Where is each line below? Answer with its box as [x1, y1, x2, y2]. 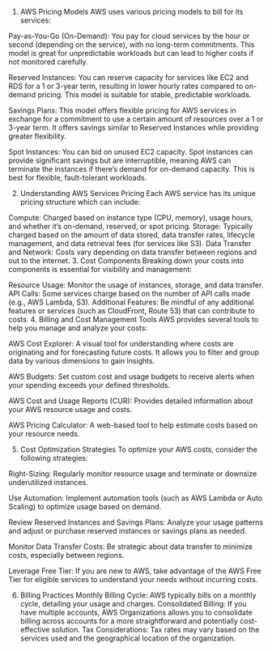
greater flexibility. [8, 131, 66, 141]
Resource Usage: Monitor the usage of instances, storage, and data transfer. [8, 280, 264, 290]
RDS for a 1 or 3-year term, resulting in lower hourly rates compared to [8, 81, 244, 91]
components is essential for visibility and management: [8, 265, 193, 274]
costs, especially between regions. [8, 551, 125, 560]
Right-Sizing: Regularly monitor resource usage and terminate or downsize [8, 469, 257, 479]
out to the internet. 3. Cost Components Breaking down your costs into [8, 256, 244, 266]
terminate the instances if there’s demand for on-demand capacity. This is [8, 164, 255, 173]
